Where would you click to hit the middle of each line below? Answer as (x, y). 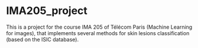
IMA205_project (47, 11)
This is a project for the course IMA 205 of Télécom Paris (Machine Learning (99, 27)
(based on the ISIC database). (43, 39)
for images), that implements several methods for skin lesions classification (98, 33)
